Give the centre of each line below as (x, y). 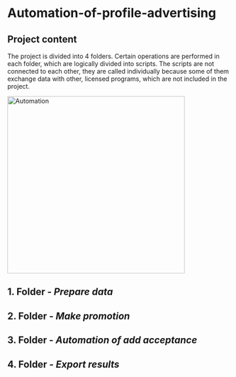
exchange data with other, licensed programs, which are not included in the (117, 79)
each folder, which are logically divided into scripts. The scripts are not (111, 64)
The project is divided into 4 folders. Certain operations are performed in (113, 56)
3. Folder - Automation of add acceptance (102, 341)
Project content (42, 39)
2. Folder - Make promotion (69, 316)
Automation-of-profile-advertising (112, 13)
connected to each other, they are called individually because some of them (118, 71)
